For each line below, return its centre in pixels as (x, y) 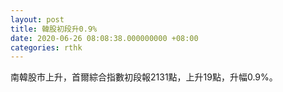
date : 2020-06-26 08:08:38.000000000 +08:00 (104, 38)
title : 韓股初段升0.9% (54, 29)
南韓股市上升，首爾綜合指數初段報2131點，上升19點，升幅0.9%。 (144, 77)
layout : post (37, 19)
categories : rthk (46, 47)
